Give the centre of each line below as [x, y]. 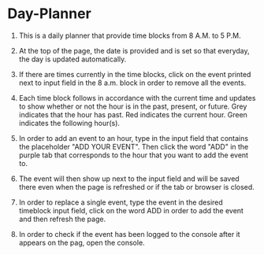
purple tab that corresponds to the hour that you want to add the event [134, 155]
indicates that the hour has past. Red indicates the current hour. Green [133, 114]
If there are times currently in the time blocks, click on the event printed [135, 74]
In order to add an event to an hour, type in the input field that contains [134, 138]
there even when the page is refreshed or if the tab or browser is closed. [137, 187]
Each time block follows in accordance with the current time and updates [137, 98]
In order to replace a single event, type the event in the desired [121, 202]
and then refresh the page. [62, 219]
